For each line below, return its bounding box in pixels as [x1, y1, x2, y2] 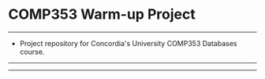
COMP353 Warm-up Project [8, 5, 196, 23]
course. [19, 47, 45, 56]
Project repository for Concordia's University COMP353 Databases [19, 38, 237, 48]
